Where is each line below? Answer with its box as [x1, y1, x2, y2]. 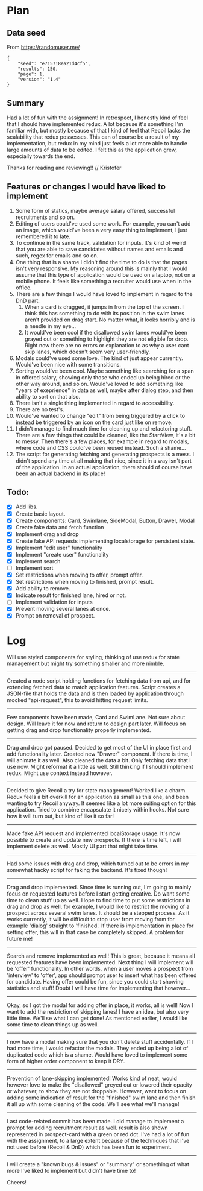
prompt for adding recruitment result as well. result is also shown [7, 1124, 168, 1131]
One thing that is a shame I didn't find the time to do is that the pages [15, 258, 187, 265]
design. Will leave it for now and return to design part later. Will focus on [7, 720, 186, 727]
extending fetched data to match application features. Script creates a [7, 684, 181, 691]
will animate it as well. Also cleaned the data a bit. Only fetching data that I [7, 757, 192, 764]
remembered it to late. [15, 233, 71, 240]
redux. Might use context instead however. [7, 769, 113, 777]
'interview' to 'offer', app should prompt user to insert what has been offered [7, 971, 197, 979]
